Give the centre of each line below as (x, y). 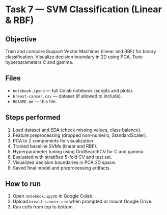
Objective (21, 39)
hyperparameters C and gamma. (39, 62)
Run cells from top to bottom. (43, 207)
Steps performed (33, 118)
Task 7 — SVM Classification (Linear (83, 9)
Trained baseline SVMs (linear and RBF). (55, 146)
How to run (23, 184)
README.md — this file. (35, 101)
